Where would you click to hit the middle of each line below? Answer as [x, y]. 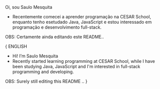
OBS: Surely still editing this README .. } [46, 81]
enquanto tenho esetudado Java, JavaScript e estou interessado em [82, 22]
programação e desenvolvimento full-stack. [57, 27]
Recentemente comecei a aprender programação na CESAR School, [81, 17]
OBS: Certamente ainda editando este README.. [54, 37]
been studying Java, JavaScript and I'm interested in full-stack [76, 67]
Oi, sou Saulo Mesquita [29, 7]
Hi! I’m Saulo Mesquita [35, 56]
